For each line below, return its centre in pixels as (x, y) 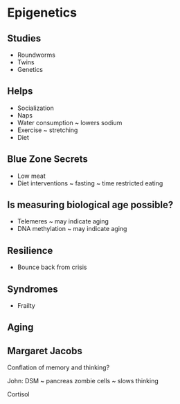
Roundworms (36, 55)
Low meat (31, 176)
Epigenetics (42, 13)
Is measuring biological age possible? (90, 205)
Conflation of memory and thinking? (58, 367)
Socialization (35, 108)
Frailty (26, 306)
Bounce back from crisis (52, 267)
